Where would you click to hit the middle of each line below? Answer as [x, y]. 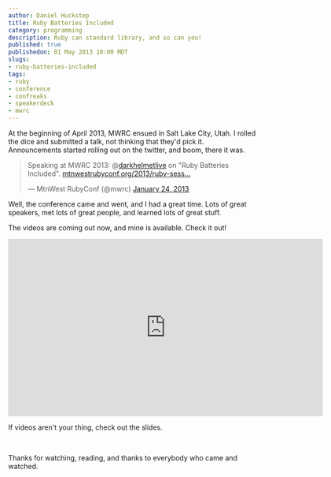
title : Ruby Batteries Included [61, 23]
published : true [35, 45]
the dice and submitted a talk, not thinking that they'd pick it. [106, 142]
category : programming [45, 30]
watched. [23, 466]
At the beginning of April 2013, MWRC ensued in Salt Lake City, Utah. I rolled [132, 133]
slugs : [19, 60]
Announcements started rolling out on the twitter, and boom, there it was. [127, 150]
